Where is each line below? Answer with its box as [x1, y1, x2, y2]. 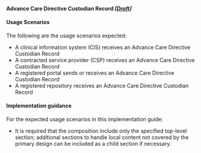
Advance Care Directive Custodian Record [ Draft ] [6, 5, 132, 12]
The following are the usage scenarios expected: [6, 32, 127, 39]
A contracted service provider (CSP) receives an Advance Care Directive [14, 56, 195, 63]
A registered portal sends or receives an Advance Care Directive [14, 69, 175, 76]
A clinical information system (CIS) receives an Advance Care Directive [14, 43, 191, 51]
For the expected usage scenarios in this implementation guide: [6, 116, 163, 123]
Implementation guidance [6, 102, 72, 110]
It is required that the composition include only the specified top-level [14, 127, 187, 134]
